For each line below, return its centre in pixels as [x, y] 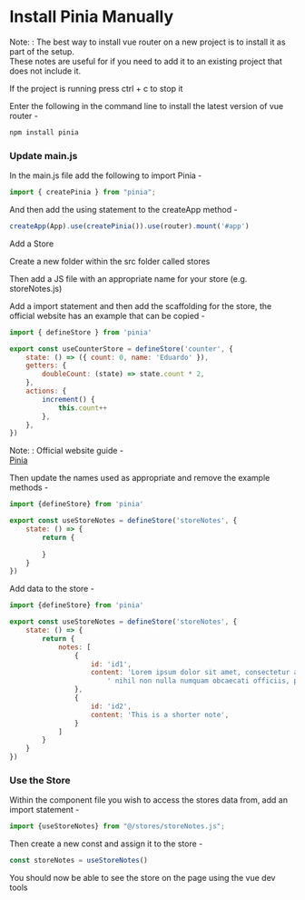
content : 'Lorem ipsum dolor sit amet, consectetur [190, 673]
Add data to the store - [52, 589]
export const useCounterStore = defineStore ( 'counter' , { [121, 349]
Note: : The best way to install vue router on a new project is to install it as [148, 42]
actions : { [46, 391]
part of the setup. [42, 51]
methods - [29, 487]
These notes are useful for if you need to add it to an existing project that [146, 61]
